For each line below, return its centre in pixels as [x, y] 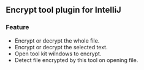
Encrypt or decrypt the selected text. [61, 47]
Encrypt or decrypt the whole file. [57, 40]
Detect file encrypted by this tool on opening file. [76, 60]
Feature [17, 27]
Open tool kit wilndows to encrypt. [58, 54]
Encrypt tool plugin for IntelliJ [64, 10]
